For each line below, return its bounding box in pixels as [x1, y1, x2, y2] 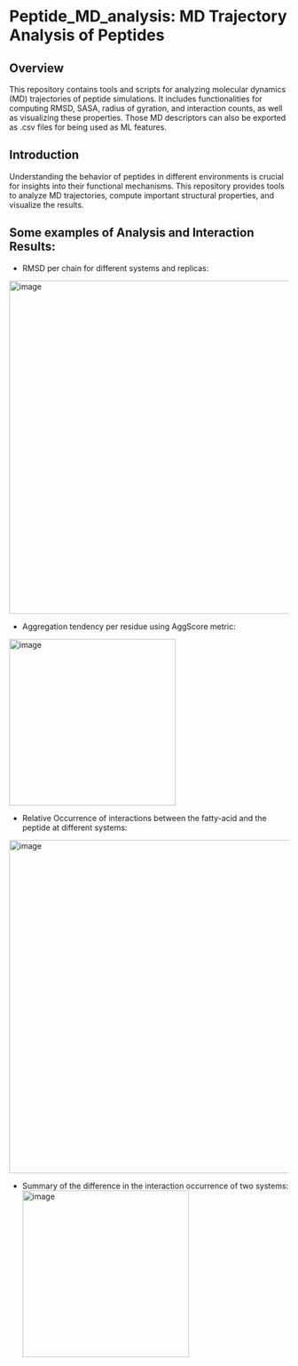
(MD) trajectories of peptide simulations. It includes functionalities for [9, 93, 263, 104]
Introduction [9, 148, 80, 163]
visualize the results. [9, 199, 84, 210]
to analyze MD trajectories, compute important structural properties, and [9, 189, 275, 201]
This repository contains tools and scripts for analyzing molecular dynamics [9, 84, 286, 94]
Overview [9, 60, 65, 76]
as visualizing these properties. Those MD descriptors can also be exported [9, 113, 286, 123]
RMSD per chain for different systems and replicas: [21, 262, 209, 273]
